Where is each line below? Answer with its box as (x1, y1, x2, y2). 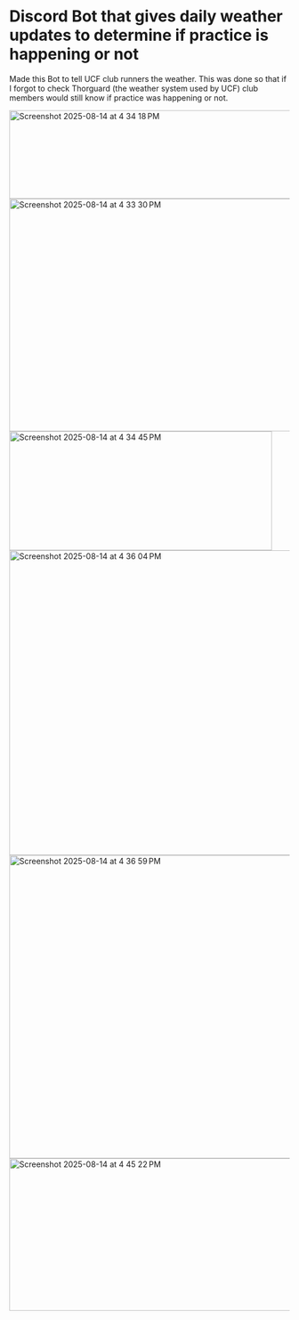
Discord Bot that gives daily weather (9, 6, 283, 27)
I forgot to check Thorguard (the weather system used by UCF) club (9, 83, 259, 93)
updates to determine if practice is (9, 25, 269, 45)
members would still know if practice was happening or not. (9, 92, 229, 103)
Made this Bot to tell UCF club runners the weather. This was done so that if (9, 73, 287, 84)
